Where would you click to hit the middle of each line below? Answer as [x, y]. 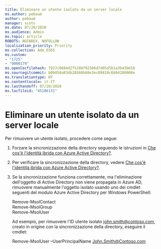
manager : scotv [20, 23]
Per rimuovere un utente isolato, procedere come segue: [61, 138]
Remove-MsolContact [34, 202]
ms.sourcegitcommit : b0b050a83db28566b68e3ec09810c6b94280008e [70, 73]
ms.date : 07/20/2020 [26, 28]
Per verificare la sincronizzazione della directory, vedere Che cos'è [79, 163]
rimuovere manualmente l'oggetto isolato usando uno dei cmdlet [76, 187]
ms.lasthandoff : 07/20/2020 [33, 86]
